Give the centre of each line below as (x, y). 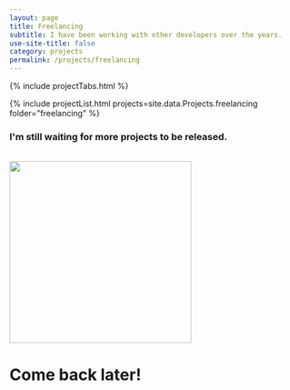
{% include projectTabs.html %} (69, 86)
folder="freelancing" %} (55, 113)
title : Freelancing (46, 26)
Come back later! (75, 375)
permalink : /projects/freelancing (75, 60)
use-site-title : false (52, 43)
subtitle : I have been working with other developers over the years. (146, 35)
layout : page (34, 18)
